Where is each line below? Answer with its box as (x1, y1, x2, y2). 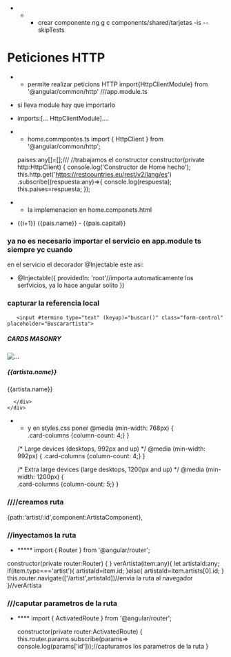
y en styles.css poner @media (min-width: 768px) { (27, 424, 174, 432)
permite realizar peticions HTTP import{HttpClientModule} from (27, 80, 208, 88)
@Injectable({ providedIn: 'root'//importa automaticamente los (17, 274, 194, 282)
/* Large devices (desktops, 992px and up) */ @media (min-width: (17, 444, 205, 453)
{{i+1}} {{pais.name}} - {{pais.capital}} (17, 219, 126, 227)
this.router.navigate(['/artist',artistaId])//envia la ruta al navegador (7, 574, 193, 582)
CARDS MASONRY (7, 335, 62, 343)
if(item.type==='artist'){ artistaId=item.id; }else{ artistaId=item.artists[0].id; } (7, 567, 224, 575)
